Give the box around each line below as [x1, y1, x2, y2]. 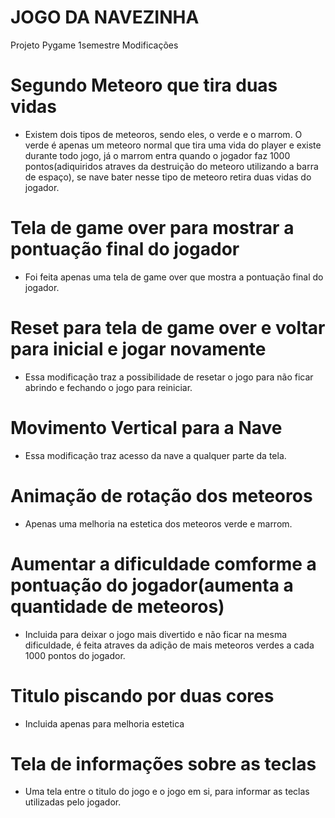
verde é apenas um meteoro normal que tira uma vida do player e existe [24, 139, 322, 151]
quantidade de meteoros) [10, 595, 225, 618]
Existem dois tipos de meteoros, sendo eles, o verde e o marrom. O [24, 128, 303, 140]
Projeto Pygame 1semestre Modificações [10, 39, 179, 51]
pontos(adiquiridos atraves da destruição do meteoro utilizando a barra [24, 160, 319, 172]
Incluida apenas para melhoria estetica [24, 717, 185, 730]
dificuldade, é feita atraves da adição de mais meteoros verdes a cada [24, 639, 315, 651]
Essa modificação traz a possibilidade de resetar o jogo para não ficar [24, 371, 314, 383]
